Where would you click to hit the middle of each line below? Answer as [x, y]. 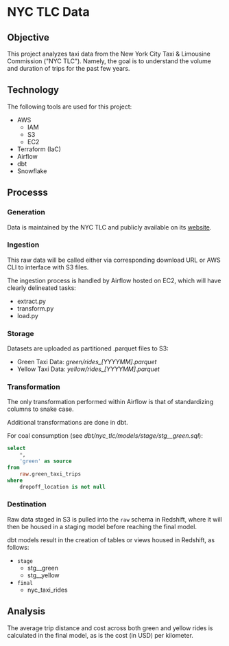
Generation [26, 212]
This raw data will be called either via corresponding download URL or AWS [114, 260]
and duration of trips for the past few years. [69, 68]
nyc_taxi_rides [47, 590]
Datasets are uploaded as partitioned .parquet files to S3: [88, 348]
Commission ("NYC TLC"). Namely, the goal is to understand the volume [109, 61]
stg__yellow [43, 575]
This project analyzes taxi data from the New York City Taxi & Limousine [109, 54]
